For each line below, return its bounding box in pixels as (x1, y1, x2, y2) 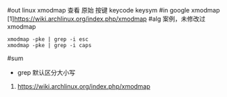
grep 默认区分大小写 (17, 69, 76, 76)
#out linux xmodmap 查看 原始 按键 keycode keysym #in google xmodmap (7, 6, 221, 14)
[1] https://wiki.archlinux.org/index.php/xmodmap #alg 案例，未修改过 (7, 15, 206, 23)
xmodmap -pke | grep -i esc (7, 36, 89, 43)
